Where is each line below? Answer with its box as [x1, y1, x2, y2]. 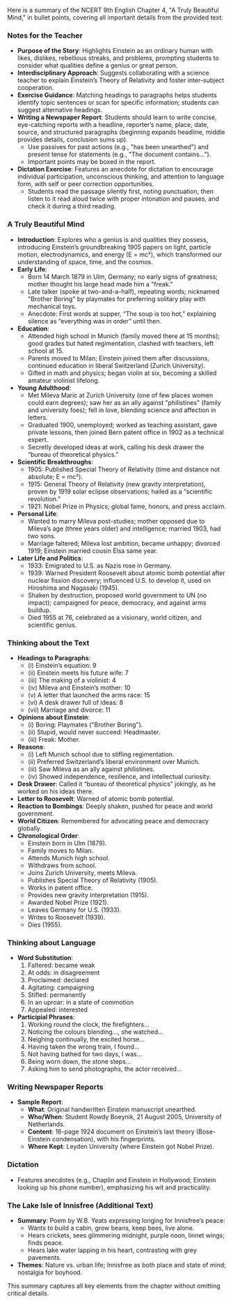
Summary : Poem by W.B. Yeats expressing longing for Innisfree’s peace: [17, 1217, 225, 1225]
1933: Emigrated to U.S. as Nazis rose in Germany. [27, 561, 172, 570]
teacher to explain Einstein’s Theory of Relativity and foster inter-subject [17, 76, 225, 84]
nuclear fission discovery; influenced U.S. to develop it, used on [27, 576, 211, 584]
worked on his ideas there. [17, 787, 94, 795]
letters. [27, 413, 49, 421]
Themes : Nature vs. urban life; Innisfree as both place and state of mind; [17, 1261, 226, 1270]
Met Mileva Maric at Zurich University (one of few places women [27, 390, 214, 399]
